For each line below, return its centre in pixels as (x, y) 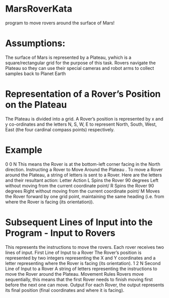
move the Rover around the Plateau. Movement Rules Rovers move (74, 274)
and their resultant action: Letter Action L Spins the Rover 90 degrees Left (82, 180)
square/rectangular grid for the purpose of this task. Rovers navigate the (80, 63)
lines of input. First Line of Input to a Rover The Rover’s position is (73, 252)
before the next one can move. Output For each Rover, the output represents (85, 285)
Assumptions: (35, 43)
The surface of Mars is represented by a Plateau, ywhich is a (68, 57)
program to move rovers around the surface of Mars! (60, 23)
